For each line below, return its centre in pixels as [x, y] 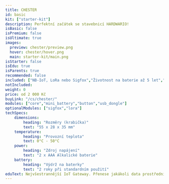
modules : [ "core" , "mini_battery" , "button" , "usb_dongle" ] [66, 104]
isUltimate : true [23, 38]
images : [13, 43]
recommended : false [26, 76]
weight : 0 [16, 89]
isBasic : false [21, 29]
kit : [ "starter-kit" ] [28, 19]
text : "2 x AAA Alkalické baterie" [61, 155]
